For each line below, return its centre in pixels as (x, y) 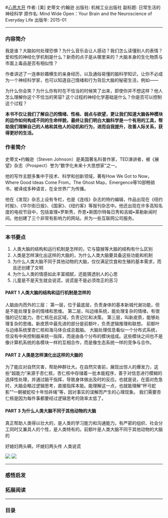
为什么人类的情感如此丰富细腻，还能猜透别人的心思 (65, 274)
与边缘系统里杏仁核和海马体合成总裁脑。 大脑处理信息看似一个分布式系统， (82, 330)
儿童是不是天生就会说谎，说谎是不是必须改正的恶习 (65, 280)
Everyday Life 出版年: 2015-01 (36, 20)
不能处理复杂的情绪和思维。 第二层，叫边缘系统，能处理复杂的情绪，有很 (84, 311)
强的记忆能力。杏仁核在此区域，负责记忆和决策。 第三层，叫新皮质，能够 (80, 317)
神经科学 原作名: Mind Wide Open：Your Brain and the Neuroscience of (79, 14)
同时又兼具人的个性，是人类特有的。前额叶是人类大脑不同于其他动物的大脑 (86, 429)
